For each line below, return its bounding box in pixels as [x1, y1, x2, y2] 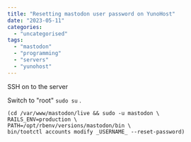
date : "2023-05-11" [7, 17, 65, 24]
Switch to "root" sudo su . [7, 96, 81, 105]
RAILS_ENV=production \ [7, 116, 78, 123]
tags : [7, 37, 23, 44]
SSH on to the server [7, 82, 69, 90]
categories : [7, 23, 42, 30]
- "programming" [13, 50, 62, 57]
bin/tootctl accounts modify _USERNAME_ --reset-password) [7, 128, 185, 135]
